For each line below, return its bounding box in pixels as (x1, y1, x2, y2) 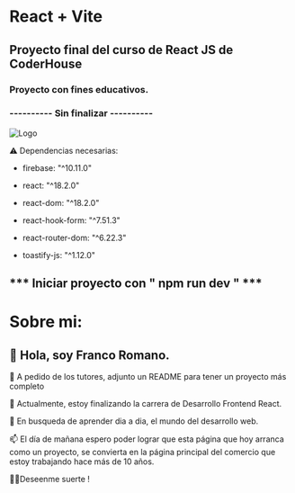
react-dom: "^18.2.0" (22, 197, 100, 208)
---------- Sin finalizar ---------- (9, 107, 154, 120)
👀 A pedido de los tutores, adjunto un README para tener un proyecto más (9, 372, 287, 382)
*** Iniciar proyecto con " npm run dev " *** (9, 276, 263, 291)
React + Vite (9, 6, 103, 27)
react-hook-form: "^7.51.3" (22, 214, 121, 226)
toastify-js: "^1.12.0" (22, 249, 96, 260)
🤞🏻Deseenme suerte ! (9, 474, 90, 485)
